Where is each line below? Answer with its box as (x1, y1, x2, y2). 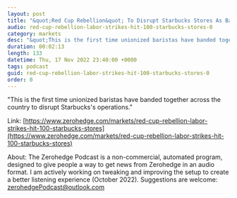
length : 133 (7, 50, 42, 57)
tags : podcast (7, 63, 49, 70)
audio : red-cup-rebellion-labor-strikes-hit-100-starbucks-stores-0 (7, 23, 213, 30)
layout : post (7, 10, 46, 18)
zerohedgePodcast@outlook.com (7, 183, 105, 192)
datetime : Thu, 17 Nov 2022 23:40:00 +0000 (7, 57, 138, 64)
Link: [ (7, 117, 26, 125)
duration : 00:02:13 (7, 43, 65, 50)
